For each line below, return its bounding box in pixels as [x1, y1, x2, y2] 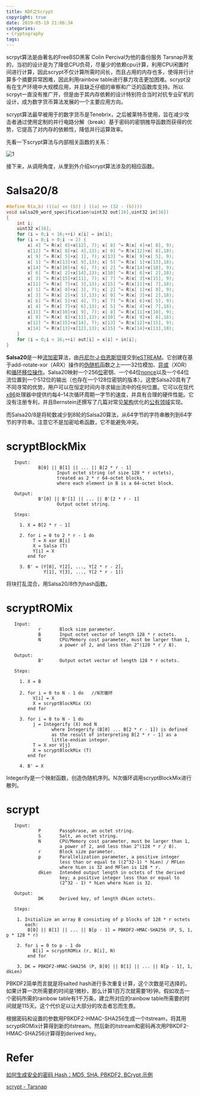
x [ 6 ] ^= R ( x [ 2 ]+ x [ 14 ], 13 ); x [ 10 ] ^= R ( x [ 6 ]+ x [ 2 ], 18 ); [27, 270, 174, 276]
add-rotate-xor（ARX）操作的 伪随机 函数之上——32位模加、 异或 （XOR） [11, 361, 190, 368]
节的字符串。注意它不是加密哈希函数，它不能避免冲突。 [6, 418, 142, 426]
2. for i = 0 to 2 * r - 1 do [19, 532, 95, 538]
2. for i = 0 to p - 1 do [17, 942, 82, 948]
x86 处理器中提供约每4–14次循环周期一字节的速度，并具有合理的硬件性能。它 [6, 391, 194, 398]
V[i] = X [32, 695, 55, 701]
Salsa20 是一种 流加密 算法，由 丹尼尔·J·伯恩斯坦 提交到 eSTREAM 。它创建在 [6, 353, 188, 361]
